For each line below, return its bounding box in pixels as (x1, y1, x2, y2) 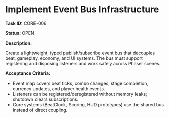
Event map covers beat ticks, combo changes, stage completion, (12, 80, 149, 86)
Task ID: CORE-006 (5, 20, 47, 26)
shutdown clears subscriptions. (12, 96, 79, 102)
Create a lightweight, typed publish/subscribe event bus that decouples (5, 50, 155, 56)
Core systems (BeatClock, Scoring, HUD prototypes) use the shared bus (12, 101, 164, 107)
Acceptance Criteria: (5, 70, 51, 76)
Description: (5, 40, 32, 46)
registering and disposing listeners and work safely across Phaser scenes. (5, 60, 161, 66)
